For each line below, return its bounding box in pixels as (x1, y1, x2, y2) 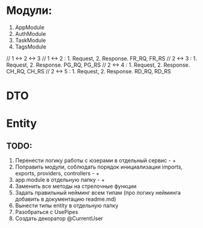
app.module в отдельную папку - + (15, 176, 105, 184)
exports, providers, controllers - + (15, 170, 100, 177)
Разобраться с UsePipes (15, 209, 79, 216)
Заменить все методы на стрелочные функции (15, 183, 137, 190)
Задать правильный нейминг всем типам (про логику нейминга (15, 189, 181, 196)
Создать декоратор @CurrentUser (15, 215, 104, 222)
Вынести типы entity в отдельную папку (15, 202, 119, 209)
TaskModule (15, 36, 47, 44)
